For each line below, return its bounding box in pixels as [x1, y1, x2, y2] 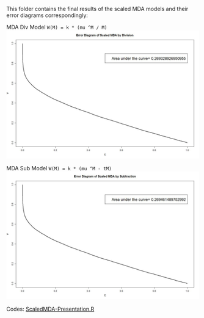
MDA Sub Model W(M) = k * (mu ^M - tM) [6, 164, 112, 172]
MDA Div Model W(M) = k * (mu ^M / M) [6, 24, 107, 31]
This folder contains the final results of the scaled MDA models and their [6, 5, 189, 12]
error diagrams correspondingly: [6, 12, 89, 19]
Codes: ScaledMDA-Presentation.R [6, 305, 95, 313]
